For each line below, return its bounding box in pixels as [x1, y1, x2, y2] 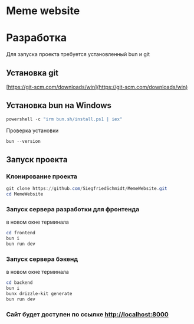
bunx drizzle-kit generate [6, 290, 73, 296]
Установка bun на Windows [6, 100, 112, 110]
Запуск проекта [6, 155, 68, 165]
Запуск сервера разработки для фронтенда [6, 205, 140, 213]
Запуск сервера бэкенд [6, 255, 78, 263]
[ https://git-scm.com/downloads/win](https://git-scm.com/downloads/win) [6, 83, 188, 90]
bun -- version [6, 138, 41, 144]
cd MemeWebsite [6, 191, 44, 197]
